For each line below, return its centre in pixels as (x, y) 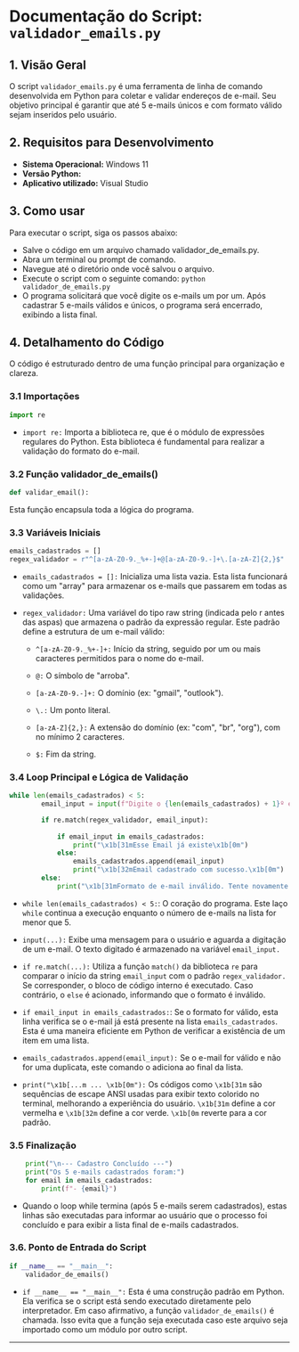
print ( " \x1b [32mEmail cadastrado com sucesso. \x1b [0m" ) (178, 870)
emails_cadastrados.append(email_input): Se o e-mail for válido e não (152, 1057)
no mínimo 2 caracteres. (80, 736)
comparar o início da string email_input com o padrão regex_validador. (154, 975)
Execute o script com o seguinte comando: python (114, 278)
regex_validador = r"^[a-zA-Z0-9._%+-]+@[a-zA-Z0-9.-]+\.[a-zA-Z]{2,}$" (147, 559)
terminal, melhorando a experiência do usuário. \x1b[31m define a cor (149, 1103)
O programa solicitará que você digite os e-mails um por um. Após (144, 295)
